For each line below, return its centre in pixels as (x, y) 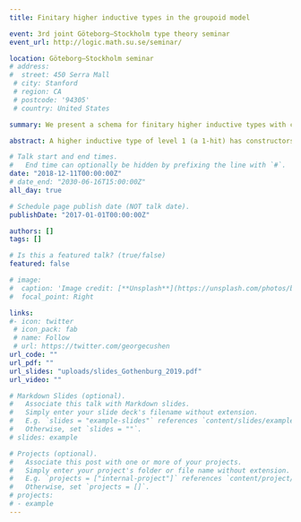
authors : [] (31, 231)
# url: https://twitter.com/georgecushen (91, 346)
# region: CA (38, 91)
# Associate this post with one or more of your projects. (126, 462)
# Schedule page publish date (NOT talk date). (100, 206)
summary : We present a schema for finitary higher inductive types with (148, 125)
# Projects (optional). (54, 454)
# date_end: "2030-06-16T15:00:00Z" (77, 182)
